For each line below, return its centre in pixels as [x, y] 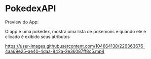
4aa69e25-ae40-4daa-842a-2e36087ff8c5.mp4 [55, 51]
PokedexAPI [31, 9]
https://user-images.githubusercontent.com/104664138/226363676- [75, 46]
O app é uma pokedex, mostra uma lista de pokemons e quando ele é [76, 31]
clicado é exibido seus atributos [38, 37]
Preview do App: [22, 22]
